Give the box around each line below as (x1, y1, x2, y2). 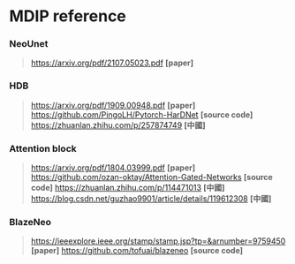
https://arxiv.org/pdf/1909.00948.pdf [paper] (30, 100, 196, 110)
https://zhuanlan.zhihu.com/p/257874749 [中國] (30, 119, 206, 130)
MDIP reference (9, 6, 126, 26)
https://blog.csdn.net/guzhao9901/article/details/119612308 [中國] (30, 193, 272, 204)
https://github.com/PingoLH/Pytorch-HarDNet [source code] (30, 109, 253, 120)
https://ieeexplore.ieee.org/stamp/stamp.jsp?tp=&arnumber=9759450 (30, 236, 286, 246)
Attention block (9, 142, 77, 155)
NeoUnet (9, 38, 49, 50)
